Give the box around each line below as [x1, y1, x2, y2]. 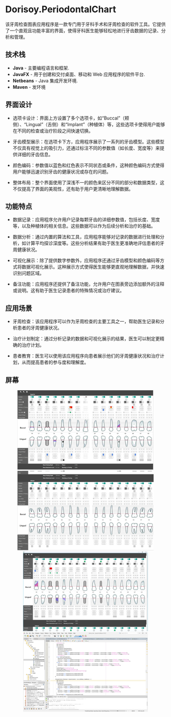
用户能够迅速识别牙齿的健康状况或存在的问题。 [12, 169, 111, 175]
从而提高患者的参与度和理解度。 [21, 359, 89, 366]
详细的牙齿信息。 [17, 151, 53, 157]
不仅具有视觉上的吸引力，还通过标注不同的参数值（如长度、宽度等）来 [12, 145, 160, 151]
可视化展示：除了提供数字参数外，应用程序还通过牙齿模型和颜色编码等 [12, 257, 160, 264]
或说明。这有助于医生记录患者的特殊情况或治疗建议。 [12, 288, 125, 294]
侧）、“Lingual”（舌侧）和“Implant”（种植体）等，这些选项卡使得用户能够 [12, 121, 165, 127]
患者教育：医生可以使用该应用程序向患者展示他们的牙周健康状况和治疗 [12, 353, 160, 359]
